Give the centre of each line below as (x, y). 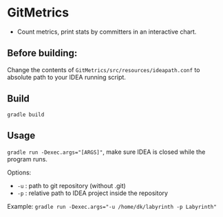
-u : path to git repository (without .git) (71, 186)
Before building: (42, 53)
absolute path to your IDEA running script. (66, 77)
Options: (19, 172)
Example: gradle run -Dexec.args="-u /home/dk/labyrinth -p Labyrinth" (112, 207)
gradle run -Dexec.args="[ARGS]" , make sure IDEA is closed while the (106, 152)
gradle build (26, 115)
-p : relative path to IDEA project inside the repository (93, 193)
